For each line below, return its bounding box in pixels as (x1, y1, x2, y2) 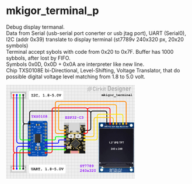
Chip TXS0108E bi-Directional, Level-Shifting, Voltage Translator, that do (6, 67, 180, 74)
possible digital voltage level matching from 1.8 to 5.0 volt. (6, 73, 146, 80)
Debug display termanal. (6, 23, 65, 30)
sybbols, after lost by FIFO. (6, 54, 71, 61)
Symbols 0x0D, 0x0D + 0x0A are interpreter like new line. (6, 60, 145, 68)
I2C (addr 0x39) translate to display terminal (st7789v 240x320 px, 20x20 (6, 36, 184, 43)
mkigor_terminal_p (6, 4, 99, 18)
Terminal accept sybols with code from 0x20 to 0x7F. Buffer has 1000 (6, 48, 174, 55)
